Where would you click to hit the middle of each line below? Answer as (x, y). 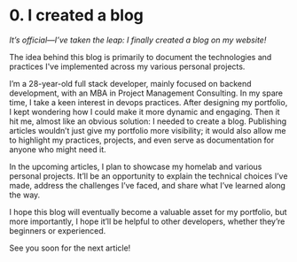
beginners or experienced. (58, 230)
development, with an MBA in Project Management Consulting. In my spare (146, 93)
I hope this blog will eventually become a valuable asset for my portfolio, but (148, 212)
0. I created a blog (77, 15)
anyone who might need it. (58, 149)
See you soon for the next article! (70, 248)
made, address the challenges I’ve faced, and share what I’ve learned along (148, 185)
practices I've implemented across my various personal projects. (127, 66)
